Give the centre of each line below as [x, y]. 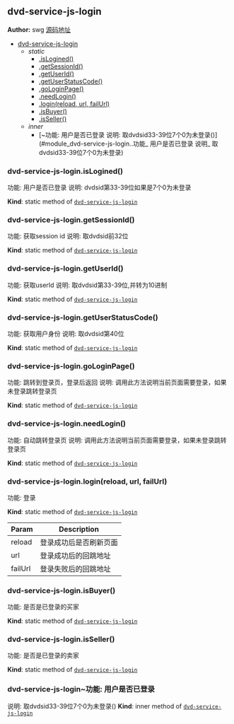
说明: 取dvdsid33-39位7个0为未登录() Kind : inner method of [95, 706]
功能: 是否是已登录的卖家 [43, 655]
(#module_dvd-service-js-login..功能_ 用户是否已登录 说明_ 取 [128, 144]
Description [79, 529]
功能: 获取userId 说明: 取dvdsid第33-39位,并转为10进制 [87, 285]
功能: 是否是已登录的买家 [43, 607]
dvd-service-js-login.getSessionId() [71, 220]
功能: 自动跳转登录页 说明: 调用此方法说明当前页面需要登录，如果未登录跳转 [117, 440]
